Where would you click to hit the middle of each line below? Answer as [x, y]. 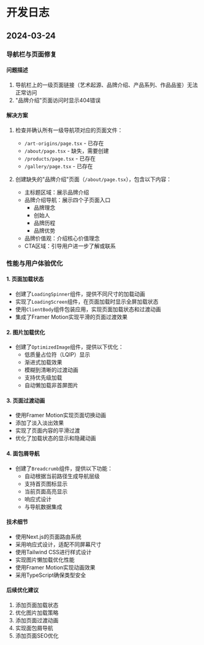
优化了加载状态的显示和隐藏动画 [55, 438]
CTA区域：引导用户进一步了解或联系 [70, 245]
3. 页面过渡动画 [26, 400]
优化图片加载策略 [37, 613]
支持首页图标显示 [46, 484]
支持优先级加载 [43, 377]
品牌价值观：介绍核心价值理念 [62, 238]
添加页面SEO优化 [37, 636]
